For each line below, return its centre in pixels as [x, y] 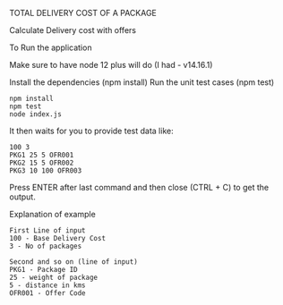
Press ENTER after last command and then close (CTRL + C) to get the [139, 187]
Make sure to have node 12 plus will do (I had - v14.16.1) [111, 65]
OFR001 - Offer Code [48, 293]
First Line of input [48, 231]
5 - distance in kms [48, 285]
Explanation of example [52, 214]
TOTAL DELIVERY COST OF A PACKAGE [83, 13]
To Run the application [51, 47]
